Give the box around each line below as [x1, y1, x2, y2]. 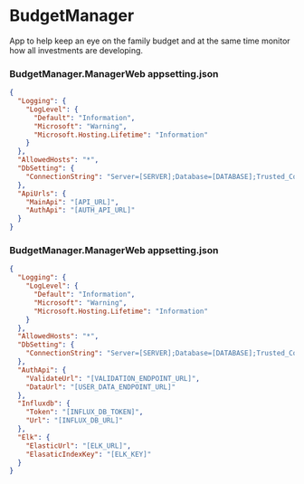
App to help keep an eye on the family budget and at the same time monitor [9, 35, 291, 46]
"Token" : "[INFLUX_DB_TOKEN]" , [25, 408, 144, 417]
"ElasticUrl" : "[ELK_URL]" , [25, 441, 131, 451]
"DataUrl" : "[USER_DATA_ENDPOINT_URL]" [25, 382, 176, 392]
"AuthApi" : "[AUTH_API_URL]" [25, 205, 136, 215]
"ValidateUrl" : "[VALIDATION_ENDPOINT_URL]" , [25, 374, 201, 383]
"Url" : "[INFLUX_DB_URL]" [25, 416, 124, 425]
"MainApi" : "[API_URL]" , [25, 197, 119, 206]
